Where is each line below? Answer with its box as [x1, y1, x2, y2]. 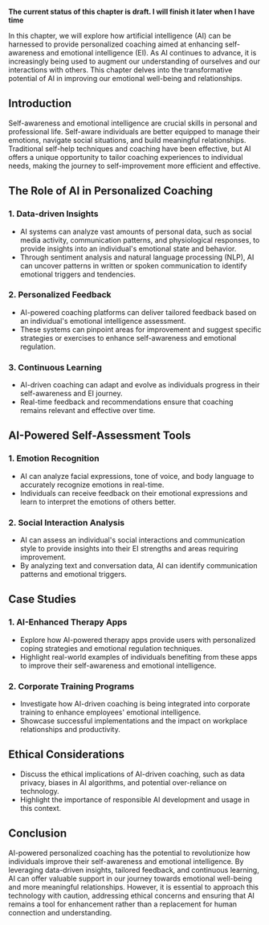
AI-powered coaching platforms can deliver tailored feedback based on [19, 307, 257, 317]
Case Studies [8, 592, 76, 606]
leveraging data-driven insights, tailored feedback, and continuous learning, [8, 865, 259, 874]
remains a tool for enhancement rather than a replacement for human [8, 899, 238, 909]
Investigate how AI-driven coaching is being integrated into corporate [19, 699, 251, 709]
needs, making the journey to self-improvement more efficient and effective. [8, 161, 261, 170]
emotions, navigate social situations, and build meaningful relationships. [8, 135, 247, 145]
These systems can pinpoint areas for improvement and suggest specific [19, 325, 262, 334]
